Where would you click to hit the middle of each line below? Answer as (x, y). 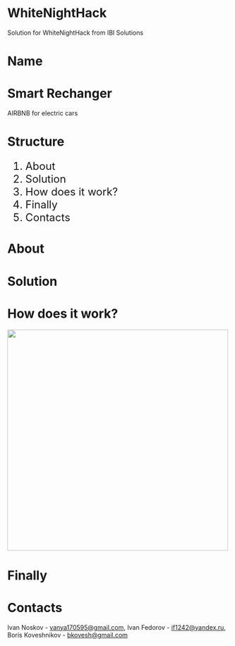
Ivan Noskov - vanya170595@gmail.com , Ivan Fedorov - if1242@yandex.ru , (116, 627)
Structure (36, 142)
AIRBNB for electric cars (43, 113)
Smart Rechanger (60, 94)
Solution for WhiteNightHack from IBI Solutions (75, 33)
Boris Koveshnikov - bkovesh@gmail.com (68, 635)
